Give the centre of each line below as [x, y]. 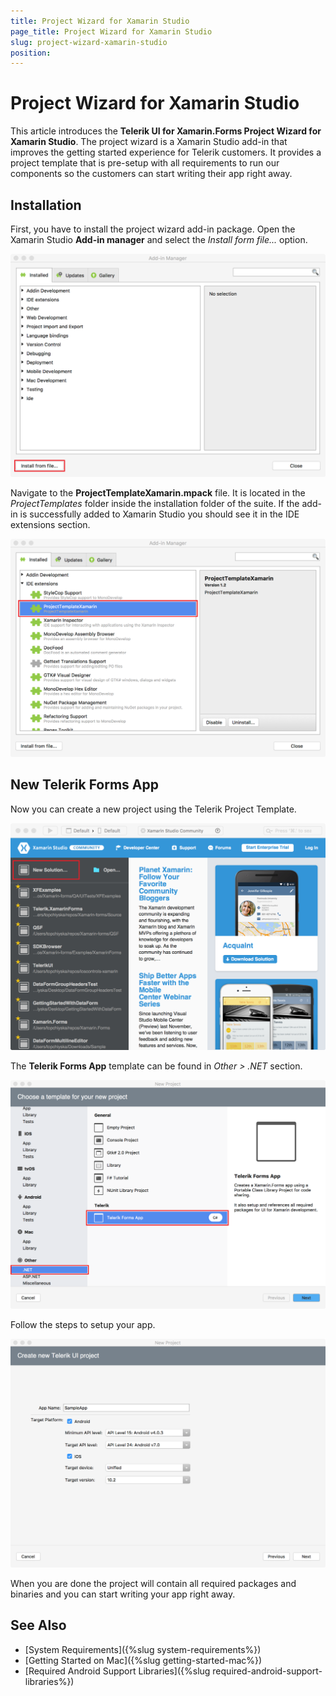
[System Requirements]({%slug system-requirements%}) [143, 1649]
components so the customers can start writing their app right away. [151, 174]
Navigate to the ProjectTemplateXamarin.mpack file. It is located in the [158, 492]
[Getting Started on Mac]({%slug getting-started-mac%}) [143, 1660]
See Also [38, 1625]
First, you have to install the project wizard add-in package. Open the [153, 229]
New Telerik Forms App [84, 785]
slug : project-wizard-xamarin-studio [89, 42]
